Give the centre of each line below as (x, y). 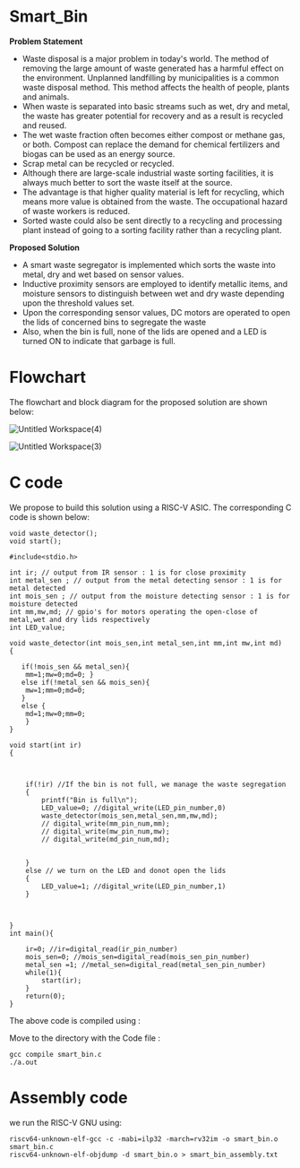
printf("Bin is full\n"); (90, 800)
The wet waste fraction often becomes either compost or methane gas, (154, 134)
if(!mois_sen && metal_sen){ (75, 666)
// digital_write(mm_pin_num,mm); (106, 823)
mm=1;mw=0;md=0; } (60, 674)
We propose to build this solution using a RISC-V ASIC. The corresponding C (150, 507)
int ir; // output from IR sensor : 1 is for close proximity (128, 572)
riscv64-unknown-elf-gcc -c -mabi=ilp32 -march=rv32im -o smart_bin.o (144, 1139)
